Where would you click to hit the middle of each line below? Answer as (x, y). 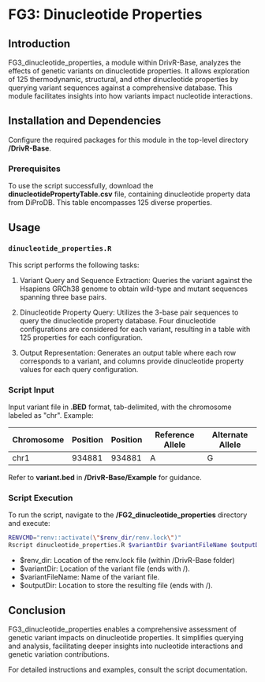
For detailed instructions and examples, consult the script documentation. (128, 669)
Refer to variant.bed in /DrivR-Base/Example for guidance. (105, 478)
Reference (175, 435)
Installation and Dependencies (85, 121)
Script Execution (41, 498)
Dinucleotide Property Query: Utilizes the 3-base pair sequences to (129, 312)
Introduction (39, 44)
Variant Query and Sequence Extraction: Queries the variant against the (136, 280)
